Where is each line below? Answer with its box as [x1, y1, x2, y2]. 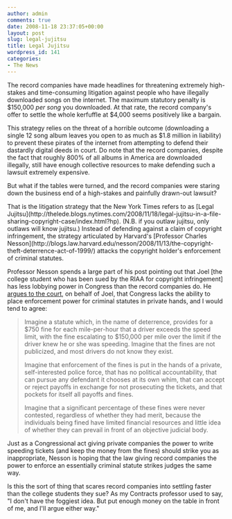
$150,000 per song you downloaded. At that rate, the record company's [7, 103, 212, 111]
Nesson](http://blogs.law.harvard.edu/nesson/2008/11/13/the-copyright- [7, 239, 214, 247]
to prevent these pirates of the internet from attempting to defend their [7, 138, 208, 146]
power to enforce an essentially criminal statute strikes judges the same [7, 461, 213, 469]
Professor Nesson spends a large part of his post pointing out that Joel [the [7, 267, 223, 275]
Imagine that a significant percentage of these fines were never [24, 403, 206, 411]
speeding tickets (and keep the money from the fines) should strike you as [7, 446, 220, 454]
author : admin [7, 10, 48, 17]
